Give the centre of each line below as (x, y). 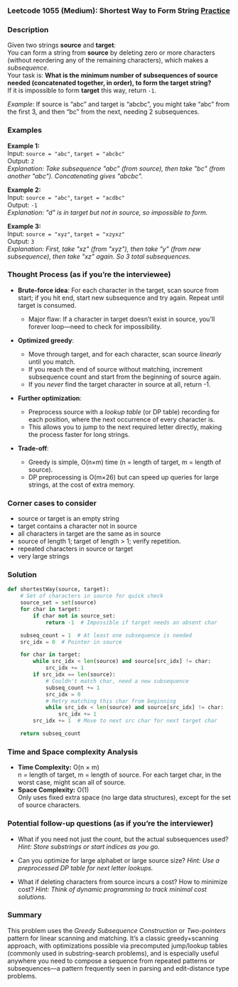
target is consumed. (47, 305)
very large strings (43, 556)
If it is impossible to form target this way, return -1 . (82, 90)
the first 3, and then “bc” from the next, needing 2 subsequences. (104, 112)
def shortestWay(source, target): (59, 589)
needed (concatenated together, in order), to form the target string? (109, 83)
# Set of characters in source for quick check (92, 596)
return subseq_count (50, 734)
